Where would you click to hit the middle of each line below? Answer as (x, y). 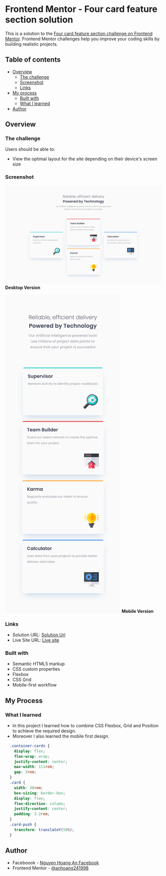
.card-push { (23, 825)
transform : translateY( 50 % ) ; (44, 830)
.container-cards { (30, 746)
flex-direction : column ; (40, 804)
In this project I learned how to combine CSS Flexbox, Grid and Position (85, 725)
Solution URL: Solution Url (39, 635)
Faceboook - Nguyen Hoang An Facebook (56, 863)
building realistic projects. (32, 44)
